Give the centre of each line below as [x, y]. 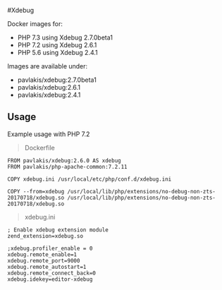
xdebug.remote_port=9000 [44, 260]
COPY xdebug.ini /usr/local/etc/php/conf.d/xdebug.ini [90, 179]
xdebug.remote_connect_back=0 [52, 273]
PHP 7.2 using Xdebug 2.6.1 [57, 45]
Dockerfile [39, 147]
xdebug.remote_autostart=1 [47, 267]
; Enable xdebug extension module [58, 230]
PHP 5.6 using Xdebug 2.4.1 [58, 53]
